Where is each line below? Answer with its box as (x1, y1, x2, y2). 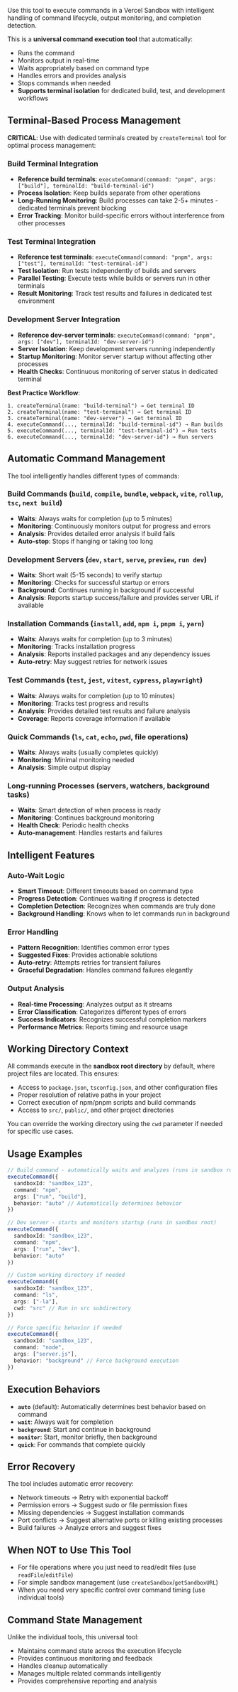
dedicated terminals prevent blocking (17, 204, 127, 213)
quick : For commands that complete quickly (17, 1440, 146, 1449)
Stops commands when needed (17, 79, 111, 87)
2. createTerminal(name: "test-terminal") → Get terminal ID (7, 408, 192, 415)
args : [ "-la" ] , (13, 1297, 59, 1305)
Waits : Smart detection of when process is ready (17, 806, 161, 815)
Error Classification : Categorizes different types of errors (17, 1007, 187, 1016)
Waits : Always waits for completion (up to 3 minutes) (17, 635, 173, 643)
